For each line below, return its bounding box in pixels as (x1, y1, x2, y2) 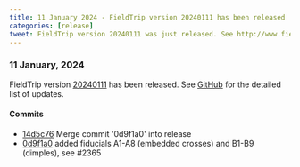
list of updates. (9, 88, 64, 99)
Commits (9, 108, 45, 120)
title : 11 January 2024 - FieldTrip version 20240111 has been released (9, 12, 286, 22)
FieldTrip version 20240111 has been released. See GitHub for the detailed (9, 79, 281, 90)
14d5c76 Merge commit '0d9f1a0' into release (21, 128, 192, 139)
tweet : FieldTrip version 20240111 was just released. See (9, 29, 234, 38)
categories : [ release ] (9, 21, 94, 30)
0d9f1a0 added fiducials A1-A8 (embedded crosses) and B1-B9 (21, 138, 254, 148)
